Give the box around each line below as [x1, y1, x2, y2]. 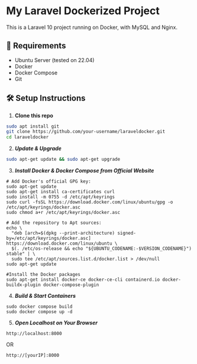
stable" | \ [6, 251, 35, 257]
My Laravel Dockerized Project [6, 4, 160, 18]
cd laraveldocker [6, 134, 49, 140]
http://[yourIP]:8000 [6, 353, 60, 359]
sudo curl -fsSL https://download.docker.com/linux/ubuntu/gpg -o [6, 199, 173, 205]
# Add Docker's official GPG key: [6, 178, 92, 184]
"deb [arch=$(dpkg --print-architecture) [11, 230, 115, 236]
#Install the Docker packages [6, 272, 81, 278]
